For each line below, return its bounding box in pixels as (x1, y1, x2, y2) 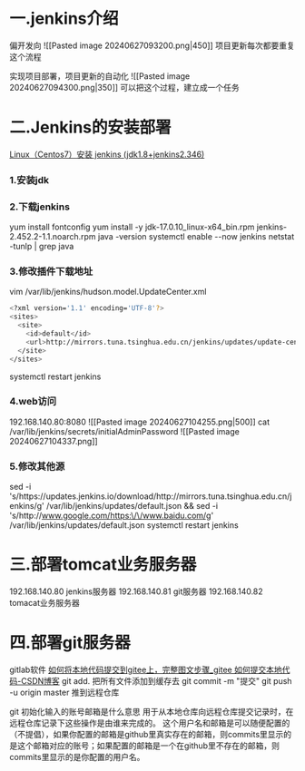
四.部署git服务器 (9, 632, 131, 653)
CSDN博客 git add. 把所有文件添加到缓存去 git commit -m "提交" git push (21, 675, 292, 686)
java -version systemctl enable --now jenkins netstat (97, 231, 295, 242)
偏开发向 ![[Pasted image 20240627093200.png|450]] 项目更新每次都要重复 (9, 40, 295, 51)
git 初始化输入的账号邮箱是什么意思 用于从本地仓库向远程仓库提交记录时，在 (9, 706, 294, 717)
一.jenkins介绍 (9, 8, 119, 29)
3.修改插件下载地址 (9, 265, 93, 278)
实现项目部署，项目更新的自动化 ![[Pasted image (9, 70, 191, 82)
